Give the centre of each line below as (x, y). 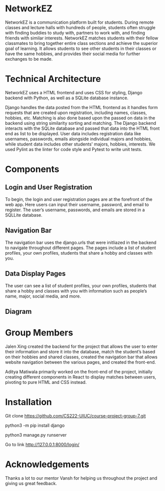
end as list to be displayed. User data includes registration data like (73, 133)
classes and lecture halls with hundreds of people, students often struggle (81, 27)
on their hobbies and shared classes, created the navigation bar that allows (81, 357)
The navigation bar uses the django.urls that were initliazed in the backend (81, 242)
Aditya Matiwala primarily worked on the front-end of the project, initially (79, 372)
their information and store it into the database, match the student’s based (80, 351)
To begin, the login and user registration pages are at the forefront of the (79, 199)
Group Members (39, 333)
